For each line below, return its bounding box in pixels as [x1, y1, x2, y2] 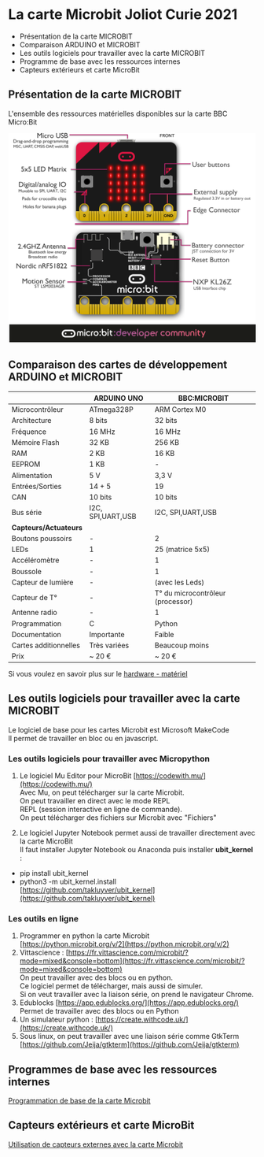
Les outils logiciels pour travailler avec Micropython [8, 753, 211, 764]
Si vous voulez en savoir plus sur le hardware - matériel [8, 669, 188, 678]
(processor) [154, 597, 193, 606]
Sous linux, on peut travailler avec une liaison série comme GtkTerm [19, 1032, 240, 1041]
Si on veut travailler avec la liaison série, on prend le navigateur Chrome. [19, 990, 254, 999]
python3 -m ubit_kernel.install [19, 877, 116, 886]
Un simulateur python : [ [19, 1014, 98, 1025]
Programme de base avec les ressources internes [19, 57, 181, 66]
